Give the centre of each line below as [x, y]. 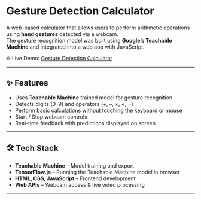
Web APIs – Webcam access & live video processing [80, 184]
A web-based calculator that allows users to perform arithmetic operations [98, 28]
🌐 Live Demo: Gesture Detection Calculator [59, 58]
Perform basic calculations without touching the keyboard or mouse [98, 110]
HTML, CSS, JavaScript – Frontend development [75, 178]
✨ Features [27, 83]
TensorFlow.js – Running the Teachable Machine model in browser [98, 172]
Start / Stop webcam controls [51, 116]
